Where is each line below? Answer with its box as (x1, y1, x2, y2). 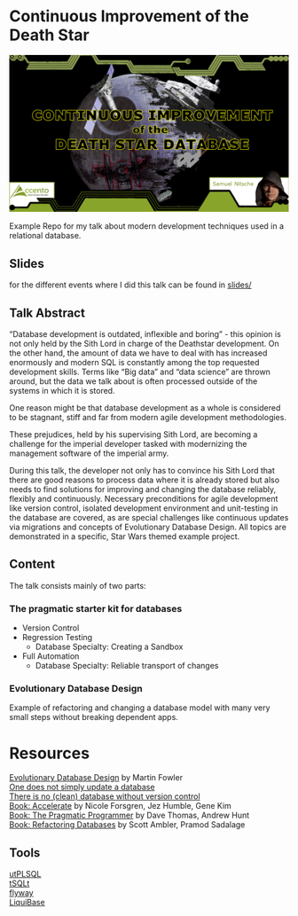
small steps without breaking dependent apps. (9, 712, 179, 723)
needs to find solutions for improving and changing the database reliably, (9, 484, 277, 495)
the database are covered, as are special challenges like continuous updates (9, 513, 289, 523)
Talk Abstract (9, 305, 86, 320)
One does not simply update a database (9, 782, 155, 793)
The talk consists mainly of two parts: (9, 580, 146, 591)
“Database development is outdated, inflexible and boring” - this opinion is (9, 329, 281, 340)
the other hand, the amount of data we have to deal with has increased (9, 348, 268, 358)
